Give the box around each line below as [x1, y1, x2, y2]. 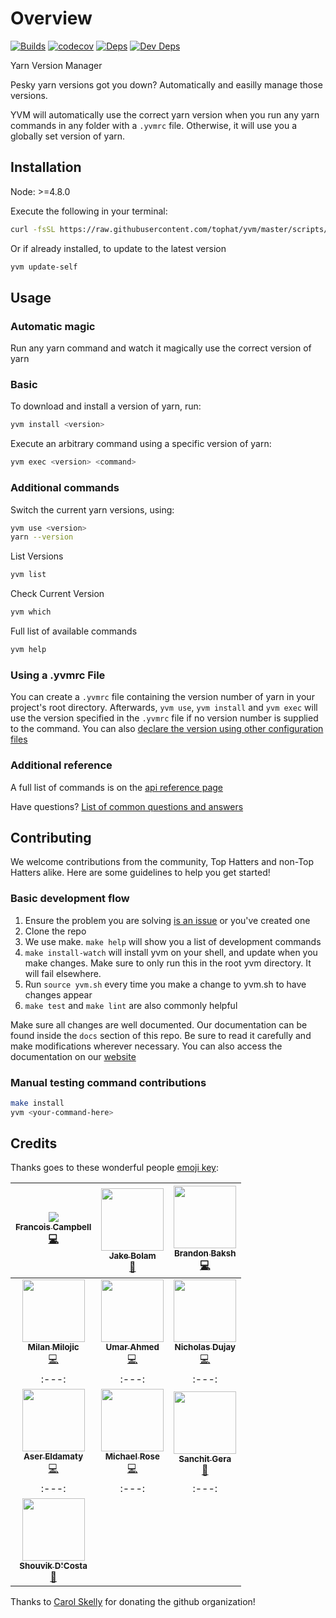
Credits [10, 1135, 58, 1152]
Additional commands [10, 481, 120, 495]
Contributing [10, 829, 92, 846]
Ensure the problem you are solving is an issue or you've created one [24, 914, 311, 926]
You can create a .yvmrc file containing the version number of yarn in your [10, 691, 315, 703]
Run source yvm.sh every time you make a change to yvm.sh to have [24, 978, 307, 990]
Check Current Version [10, 588, 105, 600]
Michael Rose [104, 1451, 160, 1462]
